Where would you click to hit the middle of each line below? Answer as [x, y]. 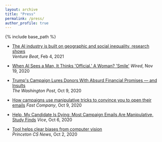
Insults [19, 86]
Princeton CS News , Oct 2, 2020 [45, 134]
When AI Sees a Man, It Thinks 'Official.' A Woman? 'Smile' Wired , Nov [82, 66]
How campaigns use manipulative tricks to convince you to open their [82, 100]
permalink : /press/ [25, 18]
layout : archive [21, 9]
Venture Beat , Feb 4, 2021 [38, 57]
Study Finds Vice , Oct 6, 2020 [42, 120]
